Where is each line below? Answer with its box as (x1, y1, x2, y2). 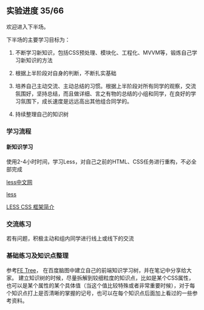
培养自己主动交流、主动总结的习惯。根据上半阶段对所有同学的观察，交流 (15, 82, 196, 89)
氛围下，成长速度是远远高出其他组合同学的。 (20, 97, 132, 105)
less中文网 (6, 178, 33, 185)
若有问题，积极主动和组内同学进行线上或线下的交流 (6, 235, 134, 242)
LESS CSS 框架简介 (6, 203, 55, 210)
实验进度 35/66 (6, 5, 64, 16)
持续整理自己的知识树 (15, 110, 69, 117)
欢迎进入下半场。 (6, 23, 49, 30)
